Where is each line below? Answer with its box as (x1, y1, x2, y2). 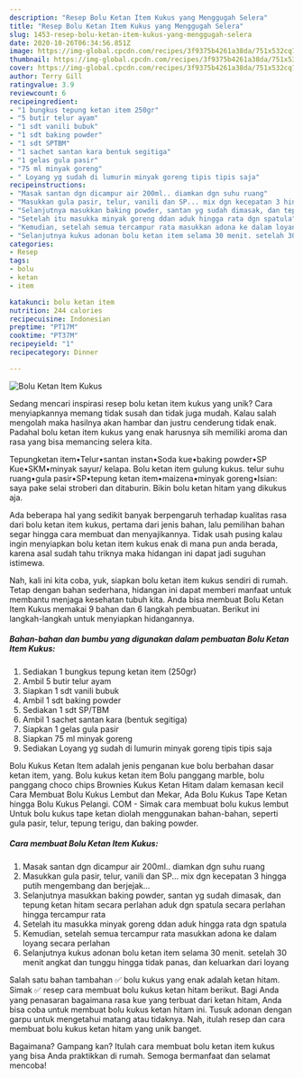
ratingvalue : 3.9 (9, 80, 75, 89)
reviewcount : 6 (9, 88, 67, 97)
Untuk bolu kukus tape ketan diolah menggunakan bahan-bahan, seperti (9, 808, 279, 818)
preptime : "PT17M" (9, 323, 78, 332)
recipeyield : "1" (9, 340, 75, 349)
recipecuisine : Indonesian (9, 315, 111, 324)
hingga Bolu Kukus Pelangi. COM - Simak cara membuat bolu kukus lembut (9, 799, 289, 809)
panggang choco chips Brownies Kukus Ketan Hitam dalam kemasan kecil (9, 779, 284, 790)
